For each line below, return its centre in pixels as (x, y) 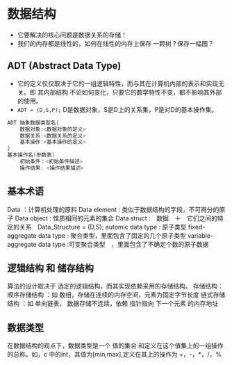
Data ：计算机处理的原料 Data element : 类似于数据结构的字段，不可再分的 (113, 209)
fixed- (197, 227)
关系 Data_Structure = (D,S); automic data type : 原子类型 (103, 227)
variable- (200, 235)
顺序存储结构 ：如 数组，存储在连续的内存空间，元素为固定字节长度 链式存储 (116, 295)
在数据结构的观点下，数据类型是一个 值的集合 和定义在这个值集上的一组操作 (115, 346)
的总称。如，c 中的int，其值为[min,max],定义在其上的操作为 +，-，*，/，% (115, 355)
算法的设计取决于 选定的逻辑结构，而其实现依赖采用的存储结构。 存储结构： (115, 286)
